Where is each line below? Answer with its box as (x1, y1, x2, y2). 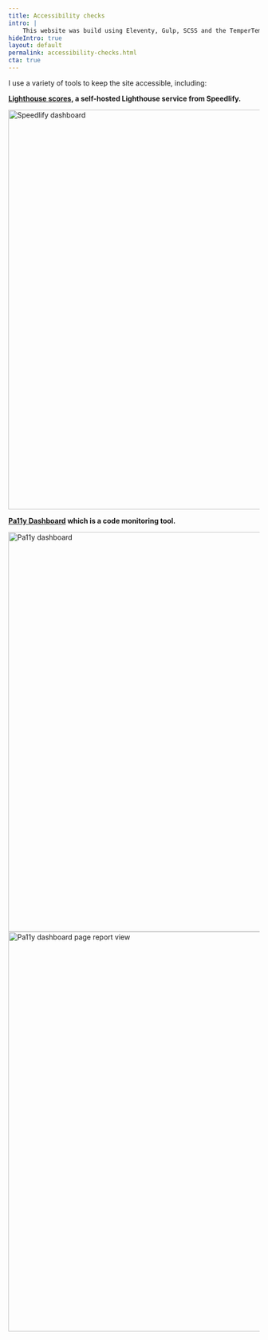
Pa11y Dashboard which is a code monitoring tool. (8, 516, 176, 525)
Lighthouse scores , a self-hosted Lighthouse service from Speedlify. (8, 94, 242, 103)
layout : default (8, 42, 62, 50)
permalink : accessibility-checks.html (8, 49, 137, 57)
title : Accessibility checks (8, 11, 105, 20)
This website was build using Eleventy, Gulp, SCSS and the (22, 26, 227, 34)
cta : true (8, 57, 41, 65)
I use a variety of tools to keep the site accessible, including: (8, 78, 207, 88)
